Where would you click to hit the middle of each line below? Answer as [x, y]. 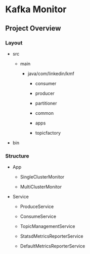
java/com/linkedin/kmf [51, 73]
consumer [46, 83]
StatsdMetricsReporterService [52, 236]
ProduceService [37, 207]
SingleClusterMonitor [42, 177]
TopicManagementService [48, 226]
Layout [14, 43]
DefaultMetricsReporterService [53, 246]
